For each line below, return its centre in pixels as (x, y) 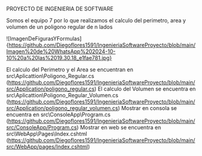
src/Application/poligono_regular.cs (50, 89)
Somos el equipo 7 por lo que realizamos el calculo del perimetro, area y (96, 20)
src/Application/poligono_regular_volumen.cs (62, 108)
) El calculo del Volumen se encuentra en (145, 89)
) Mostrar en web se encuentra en (119, 127)
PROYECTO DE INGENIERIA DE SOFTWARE (60, 9)
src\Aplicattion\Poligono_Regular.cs (50, 76)
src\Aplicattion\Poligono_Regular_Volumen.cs (62, 95)
